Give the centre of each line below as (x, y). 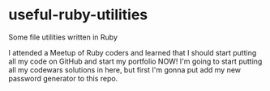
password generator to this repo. (63, 78)
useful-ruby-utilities (78, 15)
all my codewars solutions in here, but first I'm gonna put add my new (125, 69)
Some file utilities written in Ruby (63, 37)
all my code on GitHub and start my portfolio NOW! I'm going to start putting (135, 61)
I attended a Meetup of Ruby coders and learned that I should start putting (133, 52)
